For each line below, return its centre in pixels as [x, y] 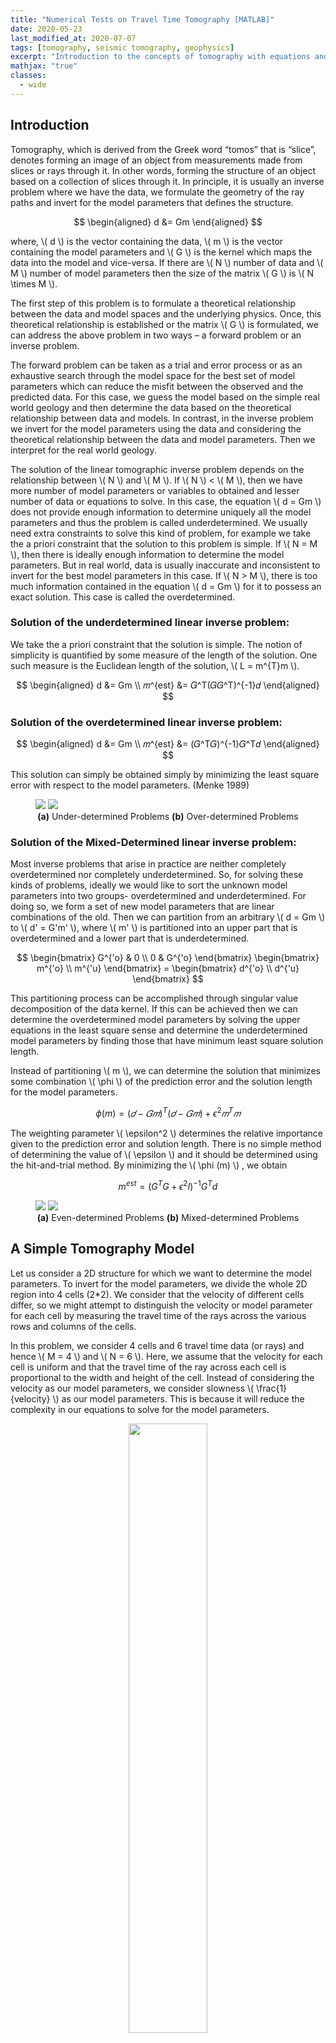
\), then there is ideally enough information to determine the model [147, 554]
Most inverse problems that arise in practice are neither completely [148, 864]
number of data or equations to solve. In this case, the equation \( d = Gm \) [166, 501]
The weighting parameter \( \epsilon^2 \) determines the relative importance [166, 1133]
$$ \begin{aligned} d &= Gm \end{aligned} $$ [168, 222]
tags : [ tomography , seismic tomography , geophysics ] [122, 47]
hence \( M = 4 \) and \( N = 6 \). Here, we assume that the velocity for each [166, 1356]
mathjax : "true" [44, 66]
